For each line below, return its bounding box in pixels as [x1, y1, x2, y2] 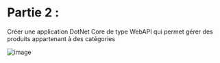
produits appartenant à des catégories [7, 34, 115, 42]
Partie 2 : [7, 5, 60, 21]
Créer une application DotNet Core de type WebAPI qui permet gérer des [7, 27, 214, 36]
